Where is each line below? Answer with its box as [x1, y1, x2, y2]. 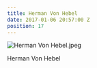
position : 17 [7, 22, 44, 29]
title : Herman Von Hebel [7, 10, 78, 17]
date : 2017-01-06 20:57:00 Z [7, 16, 90, 23]
